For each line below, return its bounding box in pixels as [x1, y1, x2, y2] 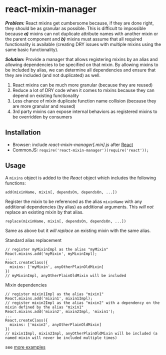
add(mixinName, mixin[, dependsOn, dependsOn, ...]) [5, 189, 117, 194]
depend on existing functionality [12, 92, 79, 98]
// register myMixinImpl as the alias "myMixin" [5, 246, 108, 252]
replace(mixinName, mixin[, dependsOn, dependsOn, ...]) [5, 218, 126, 223]
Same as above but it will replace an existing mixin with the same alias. [5, 227, 151, 233]
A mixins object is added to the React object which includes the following [5, 174, 156, 180]
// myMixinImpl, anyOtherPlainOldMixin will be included [5, 273, 126, 278]
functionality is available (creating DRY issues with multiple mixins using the [5, 41, 161, 47]
